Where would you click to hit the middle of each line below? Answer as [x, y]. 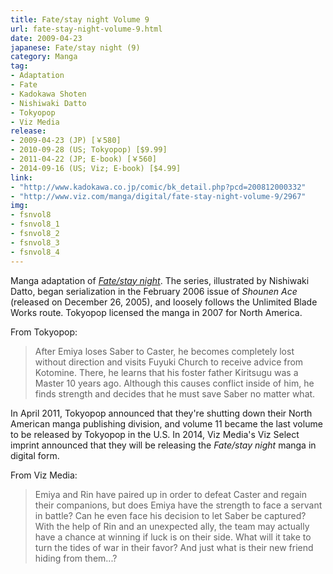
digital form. [35, 455]
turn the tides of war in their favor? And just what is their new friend [174, 547]
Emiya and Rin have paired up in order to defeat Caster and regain [170, 494]
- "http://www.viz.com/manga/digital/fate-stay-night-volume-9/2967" [158, 196]
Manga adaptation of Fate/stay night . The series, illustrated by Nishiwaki [160, 280]
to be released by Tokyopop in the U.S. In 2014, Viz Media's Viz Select [155, 434]
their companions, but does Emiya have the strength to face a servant [178, 505]
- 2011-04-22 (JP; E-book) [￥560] [83, 159]
